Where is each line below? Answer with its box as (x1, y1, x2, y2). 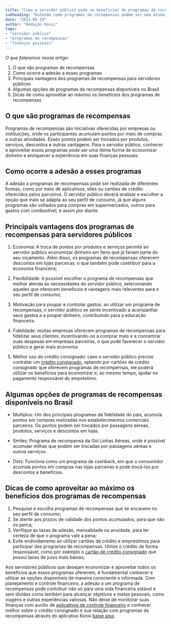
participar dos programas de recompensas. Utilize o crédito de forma (12, 543, 158, 549)
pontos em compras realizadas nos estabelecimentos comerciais (12, 417, 149, 423)
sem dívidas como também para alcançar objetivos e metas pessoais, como (5, 591, 164, 597)
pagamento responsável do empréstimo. (12, 375, 98, 382)
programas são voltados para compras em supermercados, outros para (5, 202, 155, 208)
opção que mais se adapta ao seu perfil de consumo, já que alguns (5, 197, 146, 203)
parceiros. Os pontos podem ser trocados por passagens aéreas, (12, 422, 150, 428)
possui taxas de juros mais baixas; (12, 554, 85, 560)
